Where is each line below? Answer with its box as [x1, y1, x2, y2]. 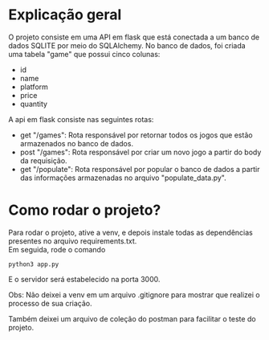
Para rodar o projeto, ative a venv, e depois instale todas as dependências [8, 227, 253, 237]
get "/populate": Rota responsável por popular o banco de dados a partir [19, 164, 260, 174]
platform [19, 82, 48, 92]
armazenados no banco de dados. [19, 138, 134, 148]
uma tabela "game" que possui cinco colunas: [8, 49, 161, 59]
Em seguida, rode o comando [8, 244, 106, 254]
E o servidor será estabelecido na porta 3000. [8, 274, 161, 284]
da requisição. [19, 155, 67, 166]
